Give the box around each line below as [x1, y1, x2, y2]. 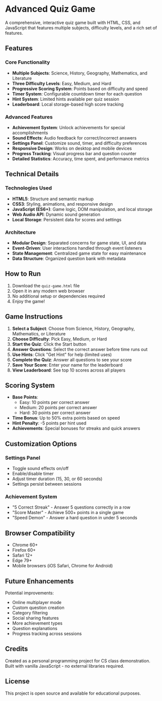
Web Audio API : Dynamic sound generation [12, 211, 100, 217]
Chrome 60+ [12, 542, 38, 548]
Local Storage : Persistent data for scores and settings [12, 216, 121, 222]
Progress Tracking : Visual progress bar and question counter [12, 150, 137, 156]
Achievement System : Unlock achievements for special [12, 124, 125, 130]
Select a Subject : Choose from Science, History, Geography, [12, 326, 135, 331]
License [5, 677, 30, 686]
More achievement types [12, 620, 63, 626]
